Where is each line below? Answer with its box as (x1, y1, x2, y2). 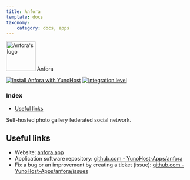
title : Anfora (6, 8, 41, 15)
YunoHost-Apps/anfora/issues (14, 168, 88, 175)
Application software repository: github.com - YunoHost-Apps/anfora (14, 155, 183, 162)
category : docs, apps (16, 25, 69, 31)
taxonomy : (6, 19, 31, 25)
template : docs (6, 14, 44, 20)
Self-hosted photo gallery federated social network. (6, 116, 131, 124)
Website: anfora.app (14, 149, 64, 156)
